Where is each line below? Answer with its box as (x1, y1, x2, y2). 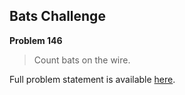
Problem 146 (9, 34, 63, 46)
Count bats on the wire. (33, 54, 131, 66)
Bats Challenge (9, 8, 106, 25)
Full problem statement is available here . (9, 73, 176, 85)
